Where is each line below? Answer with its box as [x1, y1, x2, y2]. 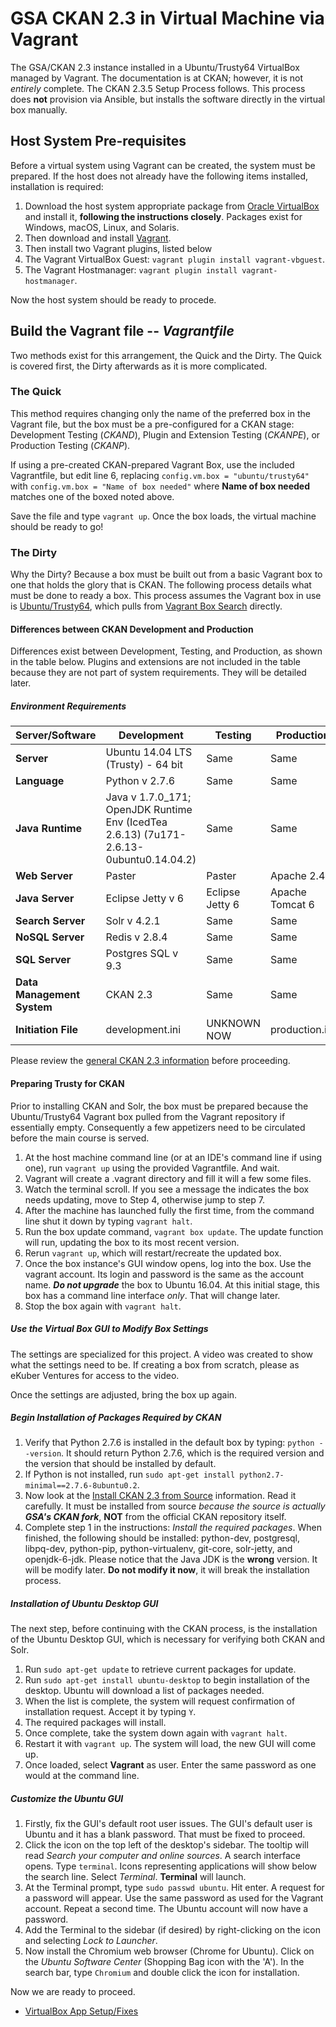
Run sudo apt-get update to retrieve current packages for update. [24, 1663, 297, 1676]
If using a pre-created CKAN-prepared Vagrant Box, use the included [10, 458, 295, 471]
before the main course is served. [10, 1132, 150, 1144]
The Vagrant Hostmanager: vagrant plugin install [24, 263, 238, 276]
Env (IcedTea [105, 815, 168, 829]
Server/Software [15, 728, 97, 742]
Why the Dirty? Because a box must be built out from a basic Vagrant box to [10, 568, 323, 581]
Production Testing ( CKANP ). [10, 439, 131, 451]
